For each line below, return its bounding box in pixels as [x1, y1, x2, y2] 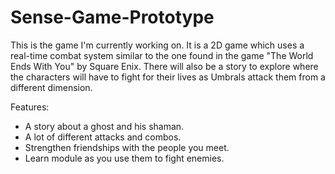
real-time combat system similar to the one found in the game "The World [10, 49, 314, 61]
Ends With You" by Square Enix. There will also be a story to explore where [10, 60, 319, 72]
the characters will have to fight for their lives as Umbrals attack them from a [10, 71, 326, 83]
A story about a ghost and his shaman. [24, 120, 185, 132]
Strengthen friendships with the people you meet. [24, 141, 230, 153]
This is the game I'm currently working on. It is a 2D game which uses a [10, 39, 305, 51]
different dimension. [10, 81, 93, 93]
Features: [10, 101, 50, 113]
